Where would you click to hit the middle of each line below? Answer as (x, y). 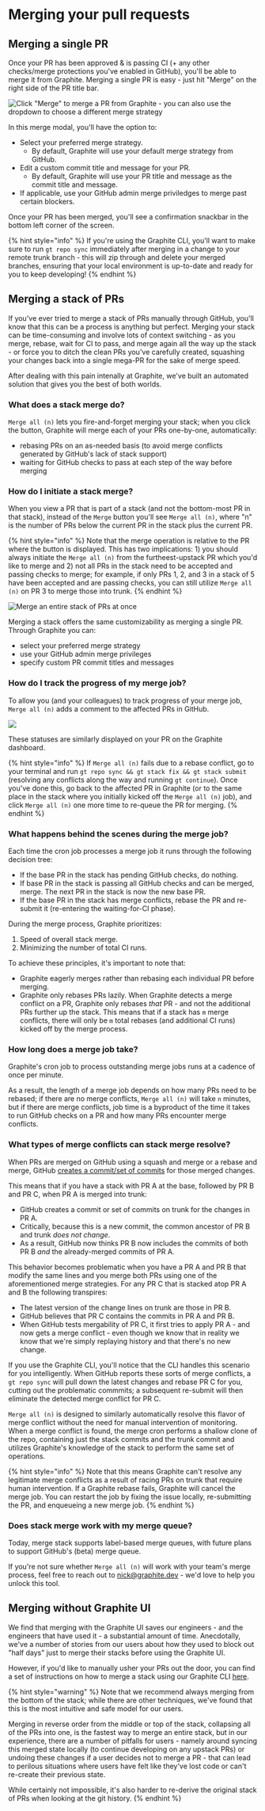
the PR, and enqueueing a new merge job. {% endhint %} (102, 1505)
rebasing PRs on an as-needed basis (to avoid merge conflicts (121, 446)
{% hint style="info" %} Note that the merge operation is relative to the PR (129, 541)
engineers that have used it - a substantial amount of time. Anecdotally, (125, 1636)
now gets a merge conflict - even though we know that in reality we (129, 1333)
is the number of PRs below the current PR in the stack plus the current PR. (131, 525)
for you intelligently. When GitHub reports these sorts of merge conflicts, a (130, 1373)
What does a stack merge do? (66, 404)
